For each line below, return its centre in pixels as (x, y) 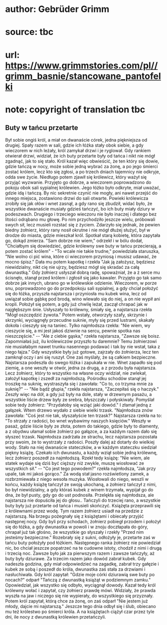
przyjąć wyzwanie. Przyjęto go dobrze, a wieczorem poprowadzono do (78, 182)
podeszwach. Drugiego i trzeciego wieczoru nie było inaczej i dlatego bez (81, 214)
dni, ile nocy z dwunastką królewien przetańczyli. (56, 617)
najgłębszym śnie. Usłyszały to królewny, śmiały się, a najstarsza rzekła (79, 309)
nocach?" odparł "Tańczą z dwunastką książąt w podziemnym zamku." (78, 580)
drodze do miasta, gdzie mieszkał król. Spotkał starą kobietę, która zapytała (83, 235)
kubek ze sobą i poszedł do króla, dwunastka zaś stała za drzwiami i (75, 569)
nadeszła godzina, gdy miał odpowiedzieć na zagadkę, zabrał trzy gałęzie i (82, 564)
